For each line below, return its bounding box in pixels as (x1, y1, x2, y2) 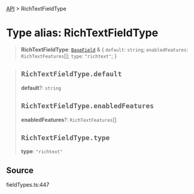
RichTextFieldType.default (20, 70, 122, 79)
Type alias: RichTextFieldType (6, 26, 159, 40)
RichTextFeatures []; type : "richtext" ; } (20, 52, 117, 59)
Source (6, 165, 34, 175)
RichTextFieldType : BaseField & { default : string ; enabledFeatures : (20, 46, 189, 53)
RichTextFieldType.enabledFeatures (20, 102, 154, 111)
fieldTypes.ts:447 (6, 181, 50, 189)
